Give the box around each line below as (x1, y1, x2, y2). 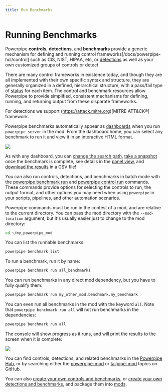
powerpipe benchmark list (5, 249, 59, 254)
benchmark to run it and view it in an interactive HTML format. (5, 134, 134, 140)
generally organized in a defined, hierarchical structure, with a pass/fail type (5, 82, 163, 88)
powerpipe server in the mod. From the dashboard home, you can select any (5, 128, 163, 134)
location (5, 216, 24, 221)
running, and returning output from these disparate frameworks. (5, 98, 138, 104)
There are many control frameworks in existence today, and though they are (5, 71, 162, 77)
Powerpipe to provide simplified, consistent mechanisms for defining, (5, 93, 149, 99)
